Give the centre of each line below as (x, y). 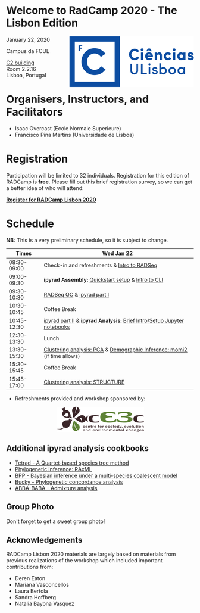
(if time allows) (62, 356)
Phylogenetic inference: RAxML (53, 469)
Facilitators (35, 112)
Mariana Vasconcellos (42, 585)
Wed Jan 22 (117, 253)
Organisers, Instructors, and (78, 99)
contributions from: (30, 567)
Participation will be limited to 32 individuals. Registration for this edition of (98, 175)
